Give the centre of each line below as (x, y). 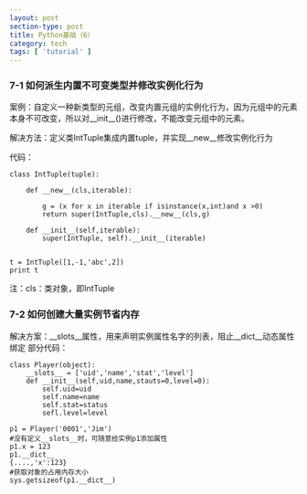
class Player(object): (53, 365)
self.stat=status (75, 405)
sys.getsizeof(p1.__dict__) (63, 480)
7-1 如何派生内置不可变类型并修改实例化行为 (106, 86)
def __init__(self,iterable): (84, 231)
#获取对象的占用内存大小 (49, 472)
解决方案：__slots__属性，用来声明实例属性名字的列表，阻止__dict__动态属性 (152, 336)
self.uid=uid (67, 389)
